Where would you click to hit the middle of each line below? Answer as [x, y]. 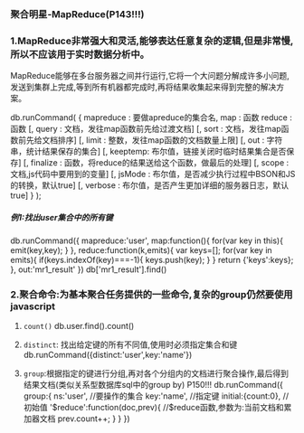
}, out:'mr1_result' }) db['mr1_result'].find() [89, 269]
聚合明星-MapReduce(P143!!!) [77, 14]
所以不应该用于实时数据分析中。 [80, 54]
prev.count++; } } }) [94, 419]
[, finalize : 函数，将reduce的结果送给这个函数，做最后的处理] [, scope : [156, 163]
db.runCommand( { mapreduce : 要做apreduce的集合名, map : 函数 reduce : [151, 118]
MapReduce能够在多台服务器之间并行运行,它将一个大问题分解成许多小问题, [150, 76]
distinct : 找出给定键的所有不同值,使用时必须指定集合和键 [130, 344]
